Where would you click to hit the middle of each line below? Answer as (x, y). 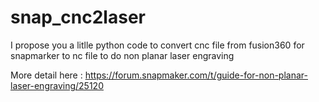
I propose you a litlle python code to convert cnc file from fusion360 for (157, 45)
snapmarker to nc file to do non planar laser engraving (122, 55)
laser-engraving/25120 (57, 85)
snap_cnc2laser (78, 17)
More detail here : (46, 75)
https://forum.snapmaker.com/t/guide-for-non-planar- (196, 75)
